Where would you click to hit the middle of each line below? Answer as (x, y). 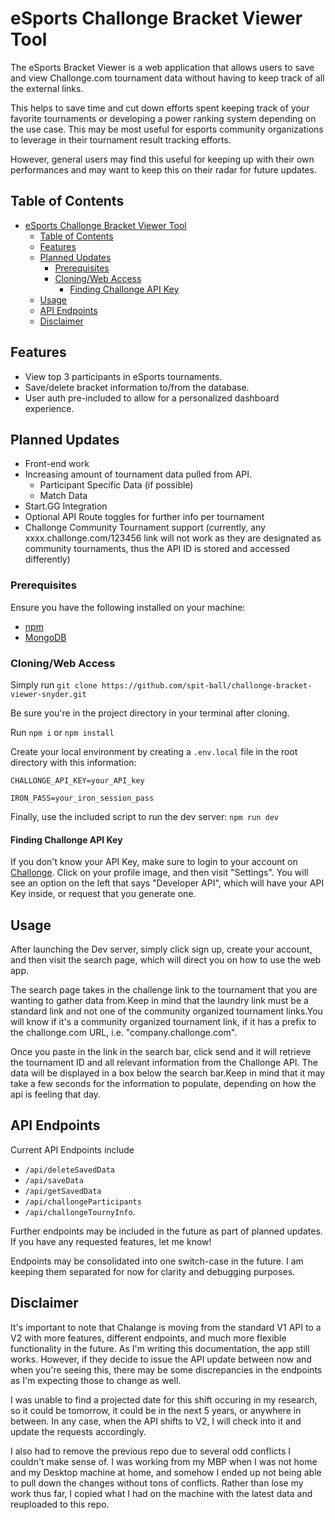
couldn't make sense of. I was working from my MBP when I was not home (164, 1461)
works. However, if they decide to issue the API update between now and (161, 1359)
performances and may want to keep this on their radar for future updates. (163, 169)
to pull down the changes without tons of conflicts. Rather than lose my (157, 1483)
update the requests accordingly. (78, 1431)
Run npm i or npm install (62, 732)
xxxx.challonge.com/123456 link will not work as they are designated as (173, 538)
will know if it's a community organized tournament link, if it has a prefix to (163, 1021)
